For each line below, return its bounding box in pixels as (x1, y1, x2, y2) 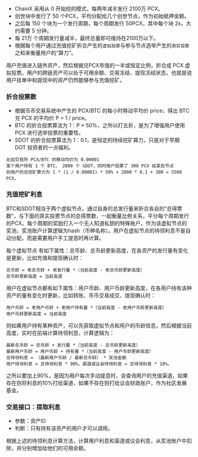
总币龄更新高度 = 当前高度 (6, 273, 63, 279)
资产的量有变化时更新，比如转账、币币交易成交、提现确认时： (6, 292, 156, 299)
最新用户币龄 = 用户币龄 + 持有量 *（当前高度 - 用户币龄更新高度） (6, 348, 154, 355)
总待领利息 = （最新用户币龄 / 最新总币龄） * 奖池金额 (6, 355, 127, 360)
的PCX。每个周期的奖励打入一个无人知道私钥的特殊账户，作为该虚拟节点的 (6, 220, 187, 227)
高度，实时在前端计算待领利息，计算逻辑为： (6, 329, 115, 336)
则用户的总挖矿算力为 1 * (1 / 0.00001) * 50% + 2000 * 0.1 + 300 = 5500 (6, 170, 182, 175)
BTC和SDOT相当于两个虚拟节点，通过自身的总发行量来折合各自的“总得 (6, 205, 177, 212)
